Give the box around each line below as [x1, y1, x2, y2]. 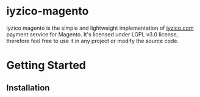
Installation [6, 82, 50, 93]
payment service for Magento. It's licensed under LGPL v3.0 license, [6, 30, 179, 38]
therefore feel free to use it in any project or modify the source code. [6, 37, 179, 44]
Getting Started [6, 59, 87, 72]
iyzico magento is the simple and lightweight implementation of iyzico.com [6, 24, 194, 32]
